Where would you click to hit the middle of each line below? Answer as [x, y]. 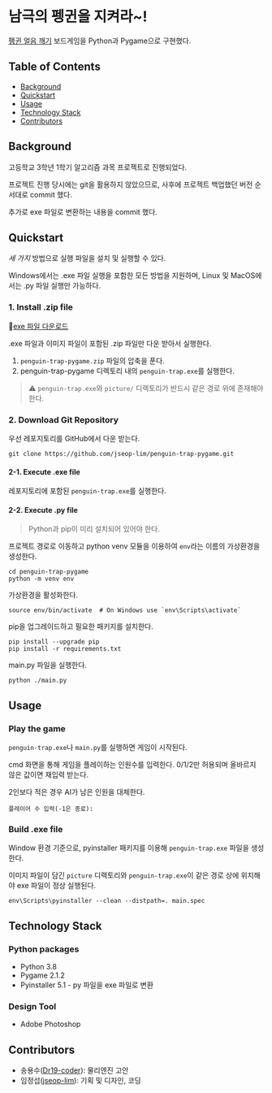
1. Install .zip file [41, 307]
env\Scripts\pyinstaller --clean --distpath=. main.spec [107, 901]
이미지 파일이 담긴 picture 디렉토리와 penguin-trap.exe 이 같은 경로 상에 [124, 875]
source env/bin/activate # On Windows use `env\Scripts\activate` [125, 610]
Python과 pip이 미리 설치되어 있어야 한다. [94, 529]
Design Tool [32, 1006]
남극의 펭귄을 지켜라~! [78, 17]
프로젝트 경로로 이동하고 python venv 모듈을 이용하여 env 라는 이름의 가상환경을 [134, 546]
